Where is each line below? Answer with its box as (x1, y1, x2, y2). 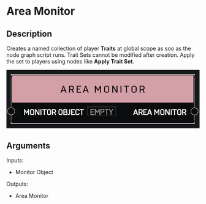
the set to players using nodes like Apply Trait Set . (6, 58, 135, 65)
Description (6, 29, 52, 39)
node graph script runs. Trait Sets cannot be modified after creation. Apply (6, 51, 195, 59)
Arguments (6, 140, 51, 151)
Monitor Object (15, 168, 53, 175)
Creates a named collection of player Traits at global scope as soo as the (6, 45, 191, 52)
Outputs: (6, 180, 29, 188)
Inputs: (6, 156, 24, 164)
